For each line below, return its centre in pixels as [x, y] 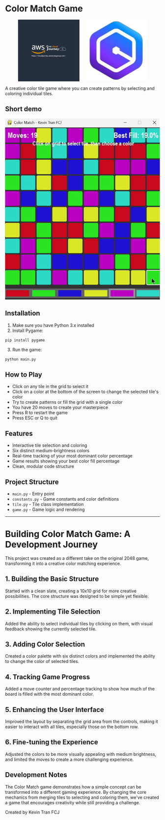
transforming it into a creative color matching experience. [63, 564]
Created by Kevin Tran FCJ [32, 812]
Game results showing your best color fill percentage [66, 461]
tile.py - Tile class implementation [48, 505]
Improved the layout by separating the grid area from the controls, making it [82, 722]
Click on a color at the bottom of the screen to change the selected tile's [85, 392]
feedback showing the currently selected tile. [51, 629]
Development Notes [36, 775]
